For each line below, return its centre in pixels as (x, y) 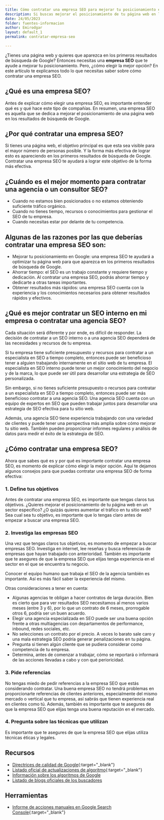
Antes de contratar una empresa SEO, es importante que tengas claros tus (80, 499)
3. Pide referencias (28, 673)
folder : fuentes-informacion (35, 23)
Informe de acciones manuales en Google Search (62, 807)
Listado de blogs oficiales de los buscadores (57, 780)
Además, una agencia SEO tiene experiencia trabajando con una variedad (79, 418)
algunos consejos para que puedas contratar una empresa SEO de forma (79, 471)
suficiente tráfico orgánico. (39, 206)
